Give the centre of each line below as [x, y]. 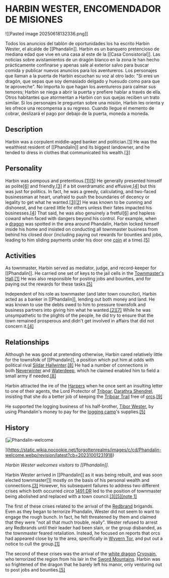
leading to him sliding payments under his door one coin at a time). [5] [77, 240]
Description [24, 130]
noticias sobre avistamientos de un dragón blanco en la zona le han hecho [82, 59]
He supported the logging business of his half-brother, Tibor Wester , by [79, 407]
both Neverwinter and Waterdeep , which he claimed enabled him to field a [82, 371]
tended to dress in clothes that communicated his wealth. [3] [68, 152]
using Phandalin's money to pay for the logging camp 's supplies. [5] [75, 412]
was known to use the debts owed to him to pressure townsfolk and [75, 305]
